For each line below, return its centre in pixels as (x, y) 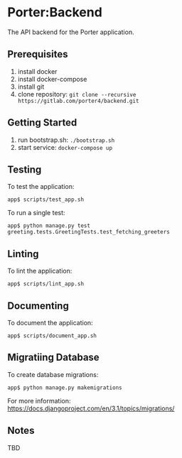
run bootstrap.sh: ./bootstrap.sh (66, 140)
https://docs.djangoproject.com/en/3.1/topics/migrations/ (91, 408)
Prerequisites (38, 54)
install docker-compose (52, 79)
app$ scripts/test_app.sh (45, 200)
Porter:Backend (55, 12)
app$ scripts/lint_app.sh (45, 284)
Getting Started (42, 122)
